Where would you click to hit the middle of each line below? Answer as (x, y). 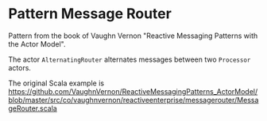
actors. (20, 67)
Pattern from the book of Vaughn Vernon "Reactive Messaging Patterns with (133, 36)
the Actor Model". (37, 43)
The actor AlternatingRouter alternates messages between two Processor (130, 59)
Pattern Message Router (90, 14)
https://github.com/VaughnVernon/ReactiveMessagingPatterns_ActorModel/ (133, 91)
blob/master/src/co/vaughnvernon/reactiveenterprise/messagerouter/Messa (133, 100)
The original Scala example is (56, 83)
